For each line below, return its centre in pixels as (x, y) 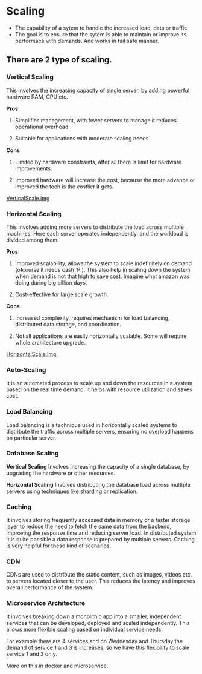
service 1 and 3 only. (32, 654)
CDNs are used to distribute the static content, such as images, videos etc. (99, 575)
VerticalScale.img (28, 198)
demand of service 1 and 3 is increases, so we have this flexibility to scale (98, 647)
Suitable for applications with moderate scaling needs (82, 138)
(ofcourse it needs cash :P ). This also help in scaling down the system (103, 269)
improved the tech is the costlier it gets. (64, 187)
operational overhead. (43, 127)
